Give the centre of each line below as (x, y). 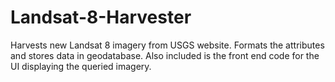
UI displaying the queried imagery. (81, 66)
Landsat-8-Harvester (101, 17)
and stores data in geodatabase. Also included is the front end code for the (165, 55)
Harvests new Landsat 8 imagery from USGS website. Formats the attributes (167, 45)
